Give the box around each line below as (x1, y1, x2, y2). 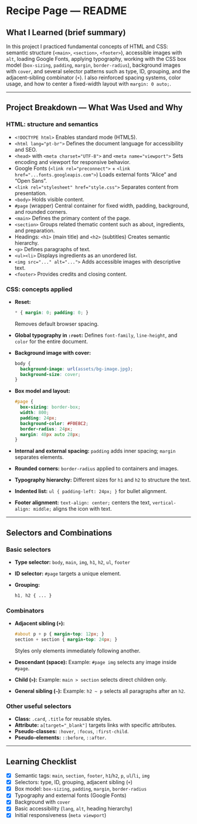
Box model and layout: (14, 388, 70, 395)
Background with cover (14, 798, 70, 806)
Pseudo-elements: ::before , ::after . (14, 734, 107, 741)
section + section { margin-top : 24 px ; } (14, 637, 118, 642)
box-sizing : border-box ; (20, 404, 81, 411)
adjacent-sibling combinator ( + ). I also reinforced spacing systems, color (6, 74, 181, 81)
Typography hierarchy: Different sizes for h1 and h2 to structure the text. (14, 476, 191, 484)
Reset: (14, 298, 31, 305)
